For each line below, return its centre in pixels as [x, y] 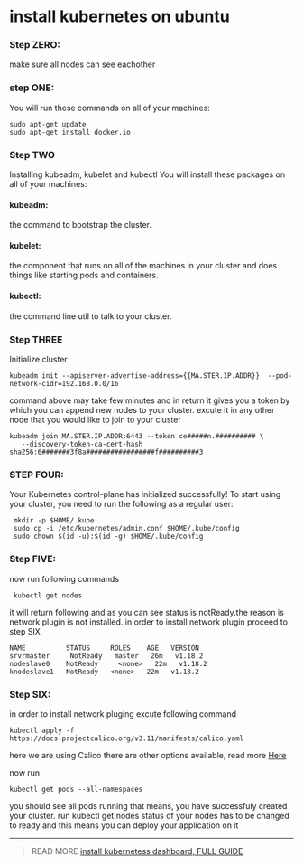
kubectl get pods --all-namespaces [76, 789]
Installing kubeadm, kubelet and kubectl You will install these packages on [147, 174]
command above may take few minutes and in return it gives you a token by [150, 400]
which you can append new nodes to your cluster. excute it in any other [142, 409]
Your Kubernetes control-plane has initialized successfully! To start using [145, 494]
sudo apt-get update [48, 124]
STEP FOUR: [37, 475]
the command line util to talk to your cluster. [91, 316]
